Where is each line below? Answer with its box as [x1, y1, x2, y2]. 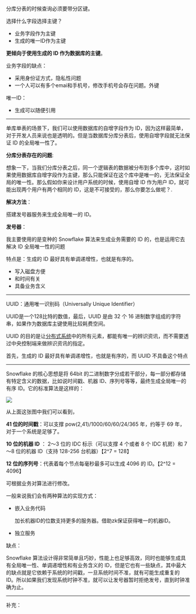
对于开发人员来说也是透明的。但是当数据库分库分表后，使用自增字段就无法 [6, 132, 185, 139]
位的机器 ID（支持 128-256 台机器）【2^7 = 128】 [15, 448, 132, 454]
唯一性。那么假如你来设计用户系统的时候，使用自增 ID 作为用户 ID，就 [16, 179, 184, 185]
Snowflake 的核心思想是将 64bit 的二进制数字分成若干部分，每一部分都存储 [6, 370, 186, 377]
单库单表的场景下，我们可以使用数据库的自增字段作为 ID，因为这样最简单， [6, 125, 187, 132]
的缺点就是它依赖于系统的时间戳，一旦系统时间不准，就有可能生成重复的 [6, 569, 180, 576]
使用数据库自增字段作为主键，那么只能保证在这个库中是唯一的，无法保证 [10, 171, 185, 178]
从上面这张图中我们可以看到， [6, 408, 78, 415]
